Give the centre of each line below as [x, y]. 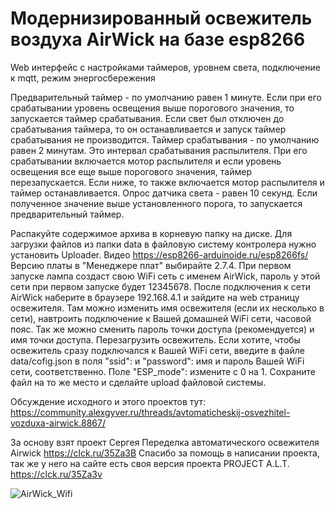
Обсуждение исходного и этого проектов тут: [108, 401]
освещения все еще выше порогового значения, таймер [131, 171]
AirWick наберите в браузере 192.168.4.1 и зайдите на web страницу [155, 297]
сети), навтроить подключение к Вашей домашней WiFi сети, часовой [161, 318]
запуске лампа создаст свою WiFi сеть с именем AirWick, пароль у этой [165, 276]
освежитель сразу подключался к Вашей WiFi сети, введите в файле [157, 350]
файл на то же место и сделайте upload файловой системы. [138, 382]
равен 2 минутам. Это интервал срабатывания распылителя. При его [159, 150]
